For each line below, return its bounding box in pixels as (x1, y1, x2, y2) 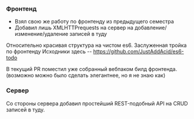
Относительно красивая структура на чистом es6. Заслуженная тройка (6, 42, 187, 49)
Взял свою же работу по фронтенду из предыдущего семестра (14, 18, 175, 25)
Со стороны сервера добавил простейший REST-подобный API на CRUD (6, 100, 188, 107)
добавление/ (134, 24, 167, 31)
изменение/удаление (14, 30, 69, 38)
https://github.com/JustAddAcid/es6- (93, 48, 184, 55)
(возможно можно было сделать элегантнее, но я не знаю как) (6, 72, 166, 79)
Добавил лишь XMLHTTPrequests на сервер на (14, 24, 133, 31)
